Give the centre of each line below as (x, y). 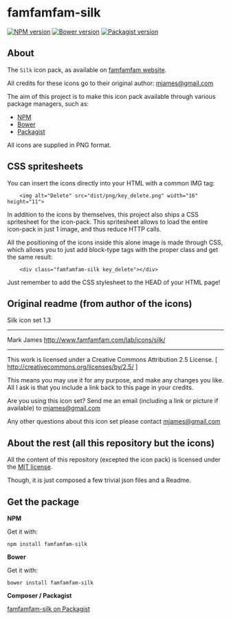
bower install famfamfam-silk (51, 583)
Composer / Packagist (40, 596)
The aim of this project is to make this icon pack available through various (111, 96)
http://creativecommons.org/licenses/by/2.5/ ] (73, 367)
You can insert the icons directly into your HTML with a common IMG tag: (111, 183)
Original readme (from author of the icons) (100, 303)
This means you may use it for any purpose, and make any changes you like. (115, 380)
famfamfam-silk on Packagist (49, 609)
